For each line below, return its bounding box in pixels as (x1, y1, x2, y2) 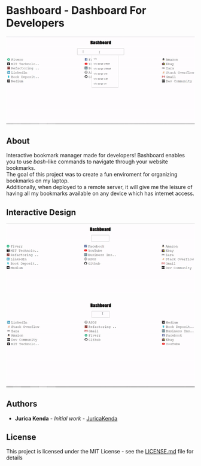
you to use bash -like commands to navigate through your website (6, 158, 169, 165)
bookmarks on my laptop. (6, 177, 69, 184)
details (6, 454, 23, 461)
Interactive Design (6, 207, 77, 217)
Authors (6, 399, 38, 409)
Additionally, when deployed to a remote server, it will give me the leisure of (6, 184, 193, 191)
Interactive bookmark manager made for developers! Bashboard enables (6, 152, 185, 159)
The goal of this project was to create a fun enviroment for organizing (6, 171, 178, 178)
